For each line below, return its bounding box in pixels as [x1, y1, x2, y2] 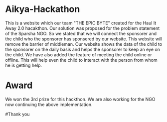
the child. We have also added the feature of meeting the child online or [5, 51, 152, 58]
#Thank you [5, 111, 30, 117]
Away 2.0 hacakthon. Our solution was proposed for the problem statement [5, 25, 160, 31]
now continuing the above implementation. [5, 101, 93, 108]
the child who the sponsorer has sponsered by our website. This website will [5, 36, 163, 42]
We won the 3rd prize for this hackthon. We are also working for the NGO [5, 96, 156, 102]
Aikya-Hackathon [5, 3, 80, 15]
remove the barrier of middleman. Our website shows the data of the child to [5, 41, 163, 47]
